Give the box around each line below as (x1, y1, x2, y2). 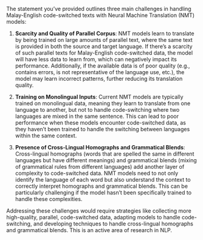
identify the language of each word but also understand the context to (15, 176, 191, 183)
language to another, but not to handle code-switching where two (15, 106, 180, 113)
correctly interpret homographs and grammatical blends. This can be (15, 182, 188, 190)
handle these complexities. (15, 196, 83, 202)
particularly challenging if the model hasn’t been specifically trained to (15, 189, 192, 196)
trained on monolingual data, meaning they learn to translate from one (15, 100, 191, 107)
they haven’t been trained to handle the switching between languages (15, 126, 190, 132)
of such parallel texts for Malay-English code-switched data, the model (15, 49, 193, 57)
